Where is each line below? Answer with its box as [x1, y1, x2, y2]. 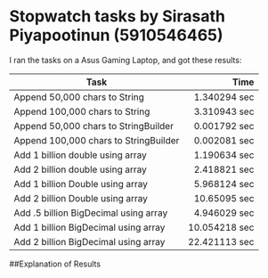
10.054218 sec [188, 221, 255, 233]
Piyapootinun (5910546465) [9, 25, 224, 45]
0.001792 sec [193, 119, 255, 132]
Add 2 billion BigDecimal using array [13, 235, 166, 248]
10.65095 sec [193, 192, 255, 204]
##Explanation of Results [9, 258, 101, 269]
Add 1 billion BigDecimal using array [13, 221, 166, 233]
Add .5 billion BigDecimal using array [13, 207, 168, 219]
